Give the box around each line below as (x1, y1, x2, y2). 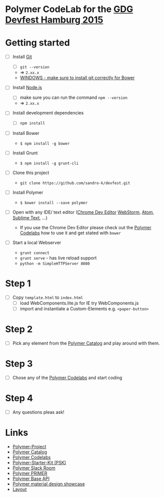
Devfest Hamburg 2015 (5, 14, 104, 26)
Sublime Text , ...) (12, 215, 48, 221)
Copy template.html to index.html (12, 294, 83, 300)
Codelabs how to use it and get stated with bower (20, 230, 121, 236)
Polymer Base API (12, 475, 50, 481)
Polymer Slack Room (12, 465, 56, 471)
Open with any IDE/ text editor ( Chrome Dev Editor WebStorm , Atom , (12, 209, 154, 215)
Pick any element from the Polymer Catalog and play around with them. (12, 340, 160, 346)
